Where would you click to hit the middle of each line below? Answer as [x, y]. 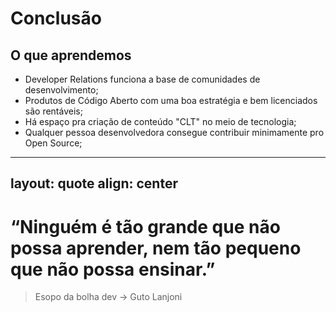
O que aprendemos [71, 55]
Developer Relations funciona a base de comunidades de [142, 79]
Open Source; [53, 143]
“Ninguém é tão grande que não [145, 226]
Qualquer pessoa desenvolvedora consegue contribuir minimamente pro [174, 132]
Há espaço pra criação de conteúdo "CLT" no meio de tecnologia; [160, 121]
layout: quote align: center [94, 183]
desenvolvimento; [61, 90]
